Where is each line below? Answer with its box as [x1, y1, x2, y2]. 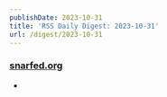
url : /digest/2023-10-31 [9, 30, 103, 39]
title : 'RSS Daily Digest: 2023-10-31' [9, 22, 160, 31]
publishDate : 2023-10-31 [9, 13, 103, 22]
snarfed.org [9, 59, 63, 72]
